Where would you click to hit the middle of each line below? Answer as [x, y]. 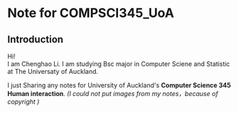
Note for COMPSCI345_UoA [91, 13]
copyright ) [23, 102]
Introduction [36, 39]
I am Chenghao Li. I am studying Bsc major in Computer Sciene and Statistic [119, 64]
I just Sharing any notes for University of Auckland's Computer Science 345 [119, 85]
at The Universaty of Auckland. [53, 71]
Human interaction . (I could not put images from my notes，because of [113, 93]
